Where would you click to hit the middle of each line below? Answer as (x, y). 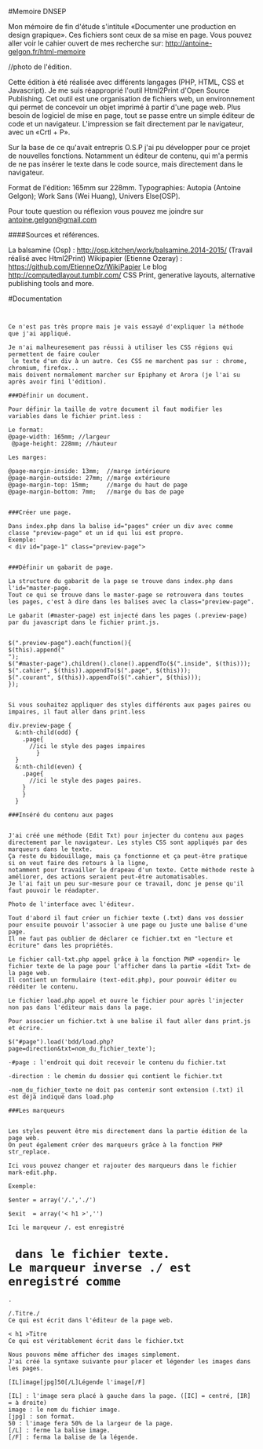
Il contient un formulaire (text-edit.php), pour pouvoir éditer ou (122, 980)
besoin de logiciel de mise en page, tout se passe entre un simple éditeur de (131, 116)
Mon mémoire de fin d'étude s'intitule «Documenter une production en (122, 26)
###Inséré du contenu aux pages (61, 815)
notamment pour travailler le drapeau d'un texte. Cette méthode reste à (131, 870)
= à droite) (27, 1403)
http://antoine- (188, 43)
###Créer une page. (40, 512)
